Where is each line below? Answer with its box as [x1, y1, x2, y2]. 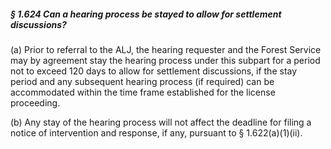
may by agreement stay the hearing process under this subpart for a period [10, 54, 321, 66]
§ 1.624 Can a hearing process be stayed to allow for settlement [10, 8, 282, 20]
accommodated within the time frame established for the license [10, 86, 276, 98]
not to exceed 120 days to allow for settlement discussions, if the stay [10, 65, 298, 77]
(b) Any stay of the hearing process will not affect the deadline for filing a [10, 116, 312, 128]
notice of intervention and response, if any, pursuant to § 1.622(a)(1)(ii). [10, 126, 303, 139]
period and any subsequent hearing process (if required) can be [10, 75, 275, 87]
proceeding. [10, 96, 61, 109]
